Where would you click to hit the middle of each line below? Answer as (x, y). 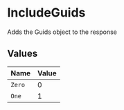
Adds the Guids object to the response (62, 32)
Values (23, 54)
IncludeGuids (46, 13)
